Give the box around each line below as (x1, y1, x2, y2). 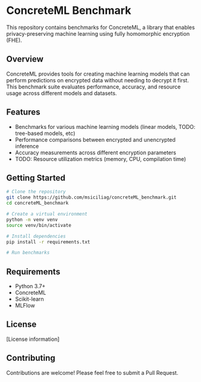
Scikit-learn (14, 295, 44, 303)
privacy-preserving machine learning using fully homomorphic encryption (6, 30, 190, 37)
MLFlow (14, 302, 35, 309)
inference (14, 142, 39, 150)
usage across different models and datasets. (6, 89, 117, 97)
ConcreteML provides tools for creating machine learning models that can (6, 70, 190, 77)
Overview (6, 54, 44, 64)
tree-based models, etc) (14, 130, 75, 137)
